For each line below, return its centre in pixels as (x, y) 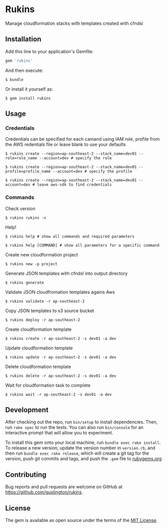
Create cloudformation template (38, 329)
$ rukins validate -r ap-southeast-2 (45, 301)
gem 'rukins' (19, 61)
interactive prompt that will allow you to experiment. (59, 433)
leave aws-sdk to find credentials (75, 185)
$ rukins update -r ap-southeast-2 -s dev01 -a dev (61, 357)
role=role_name (21, 158)
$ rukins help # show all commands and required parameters (70, 236)
